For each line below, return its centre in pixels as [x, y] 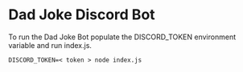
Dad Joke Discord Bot [82, 15]
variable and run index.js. [50, 45]
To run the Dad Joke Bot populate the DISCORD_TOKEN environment [122, 37]
